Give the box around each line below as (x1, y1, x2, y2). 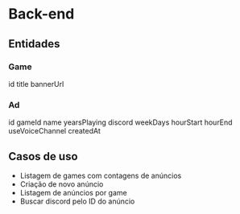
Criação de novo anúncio (19, 179, 104, 189)
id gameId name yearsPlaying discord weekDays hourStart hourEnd (8, 117, 233, 127)
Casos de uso (8, 150, 78, 163)
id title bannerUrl (8, 79, 64, 88)
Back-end (8, 5, 75, 23)
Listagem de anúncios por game (19, 187, 127, 197)
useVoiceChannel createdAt (8, 126, 101, 136)
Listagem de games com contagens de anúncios (19, 171, 182, 180)
